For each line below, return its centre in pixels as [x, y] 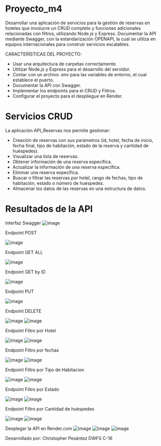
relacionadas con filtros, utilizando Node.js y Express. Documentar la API [81, 33]
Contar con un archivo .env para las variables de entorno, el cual [79, 74]
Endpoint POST [21, 232]
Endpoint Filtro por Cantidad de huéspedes [50, 409]
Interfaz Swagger [23, 223]
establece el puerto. [33, 80]
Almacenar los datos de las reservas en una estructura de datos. [79, 188]
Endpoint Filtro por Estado [32, 389]
